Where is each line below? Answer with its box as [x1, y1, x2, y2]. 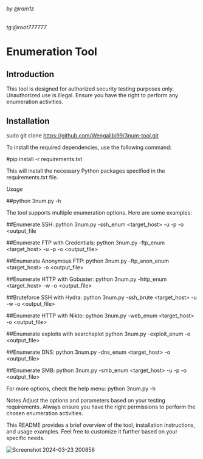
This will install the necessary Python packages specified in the [6, 167, 165, 174]
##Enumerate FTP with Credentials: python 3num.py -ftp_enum [6, 239, 165, 246]
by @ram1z [6, 5, 35, 12]
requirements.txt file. [6, 174, 59, 181]
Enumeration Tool [6, 45, 97, 59]
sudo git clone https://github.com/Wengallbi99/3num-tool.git [6, 132, 159, 139]
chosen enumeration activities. [6, 410, 83, 417]
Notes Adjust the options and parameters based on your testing [6, 397, 166, 404]
